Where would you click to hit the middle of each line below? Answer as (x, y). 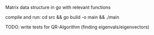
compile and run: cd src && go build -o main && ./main (62, 17)
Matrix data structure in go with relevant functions (58, 7)
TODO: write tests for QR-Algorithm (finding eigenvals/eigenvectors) (77, 27)
